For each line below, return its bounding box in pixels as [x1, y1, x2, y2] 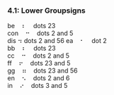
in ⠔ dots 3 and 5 [7, 82, 68, 90]
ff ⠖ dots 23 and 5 [7, 59, 71, 68]
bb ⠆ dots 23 [7, 44, 56, 53]
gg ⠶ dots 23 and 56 [7, 66, 78, 75]
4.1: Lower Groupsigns [7, 6, 86, 15]
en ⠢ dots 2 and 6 [7, 74, 70, 82]
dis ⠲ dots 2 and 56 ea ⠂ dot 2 [7, 37, 108, 45]
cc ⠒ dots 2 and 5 [7, 51, 69, 60]
